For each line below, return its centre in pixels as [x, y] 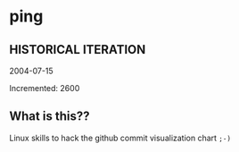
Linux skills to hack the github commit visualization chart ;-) [120, 138]
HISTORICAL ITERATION [78, 50]
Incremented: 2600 [45, 88]
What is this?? [49, 117]
